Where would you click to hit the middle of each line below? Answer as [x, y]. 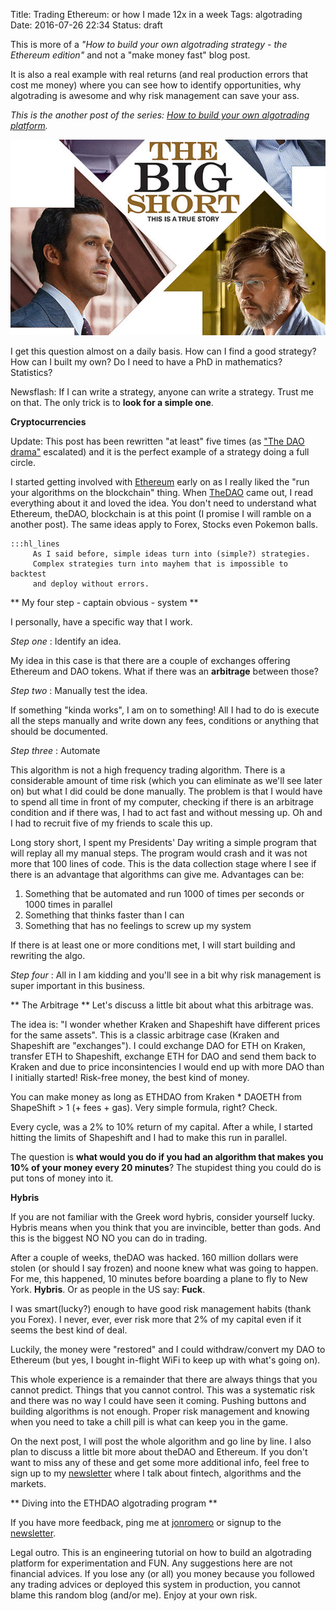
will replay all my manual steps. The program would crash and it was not [159, 853]
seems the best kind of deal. [69, 1330]
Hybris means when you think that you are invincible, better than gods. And [165, 1227]
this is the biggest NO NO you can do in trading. [109, 1238]
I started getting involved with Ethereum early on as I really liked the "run [160, 481]
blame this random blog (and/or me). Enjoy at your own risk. [134, 1595]
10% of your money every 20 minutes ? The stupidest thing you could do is [166, 1167]
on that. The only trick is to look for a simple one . [112, 402]
